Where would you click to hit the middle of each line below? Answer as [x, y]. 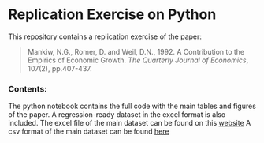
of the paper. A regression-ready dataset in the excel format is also [117, 115]
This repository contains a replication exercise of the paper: [105, 36]
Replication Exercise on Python [112, 15]
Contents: [28, 88]
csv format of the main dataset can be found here [89, 131]
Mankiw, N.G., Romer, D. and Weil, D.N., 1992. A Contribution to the [136, 51]
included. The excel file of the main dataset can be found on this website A [130, 123]
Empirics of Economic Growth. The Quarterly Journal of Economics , [138, 60]
